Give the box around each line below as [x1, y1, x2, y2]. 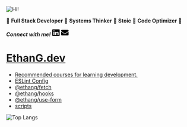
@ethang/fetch [14, 83, 52, 90]
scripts [14, 102, 32, 109]
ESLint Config [14, 77, 49, 84]
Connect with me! [6, 31, 51, 38]
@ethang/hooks [14, 90, 55, 97]
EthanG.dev [6, 51, 66, 65]
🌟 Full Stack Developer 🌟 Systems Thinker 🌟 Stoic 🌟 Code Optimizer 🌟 [6, 17, 182, 24]
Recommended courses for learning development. [14, 71, 138, 78]
